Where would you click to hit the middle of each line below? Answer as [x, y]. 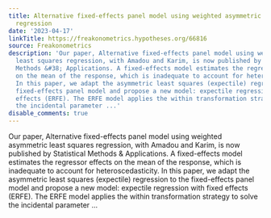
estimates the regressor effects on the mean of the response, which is [125, 162]
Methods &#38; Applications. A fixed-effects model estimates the [129, 69]
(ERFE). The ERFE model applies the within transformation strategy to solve [133, 196]
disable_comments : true [48, 114]
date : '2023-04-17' [41, 31]
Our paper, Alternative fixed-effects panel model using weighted [115, 136]
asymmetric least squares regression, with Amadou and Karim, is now [124, 145]
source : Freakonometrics [50, 46]
